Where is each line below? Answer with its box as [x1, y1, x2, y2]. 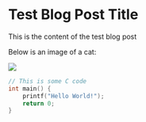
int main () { [8, 85, 52, 93]
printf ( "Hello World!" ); [22, 92, 105, 100]
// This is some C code [8, 77, 87, 85]
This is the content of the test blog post [8, 32, 137, 41]
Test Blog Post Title [8, 6, 139, 24]
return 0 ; [22, 99, 56, 108]
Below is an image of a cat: [8, 47, 97, 56]
